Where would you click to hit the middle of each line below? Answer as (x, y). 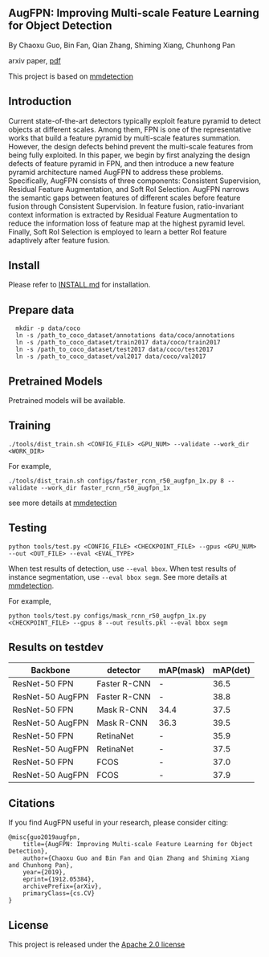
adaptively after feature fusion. (59, 240)
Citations (32, 803)
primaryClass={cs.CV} (59, 894)
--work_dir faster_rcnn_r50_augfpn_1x (106, 488)
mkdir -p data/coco (48, 328)
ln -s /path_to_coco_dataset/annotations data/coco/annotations (125, 336)
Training (30, 426)
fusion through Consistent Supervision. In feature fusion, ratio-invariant (126, 206)
